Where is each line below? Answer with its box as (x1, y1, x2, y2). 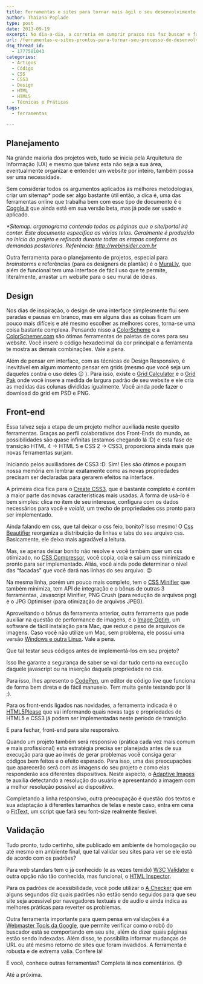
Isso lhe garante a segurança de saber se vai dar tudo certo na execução (6, 658, 188, 666)
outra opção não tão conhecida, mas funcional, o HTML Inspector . (6, 872, 171, 880)
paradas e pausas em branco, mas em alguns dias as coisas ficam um (6, 313, 181, 320)
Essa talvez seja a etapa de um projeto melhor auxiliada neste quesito (6, 423, 180, 430)
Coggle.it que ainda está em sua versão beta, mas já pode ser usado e (6, 204, 182, 212)
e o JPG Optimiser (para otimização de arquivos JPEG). (6, 598, 144, 605)
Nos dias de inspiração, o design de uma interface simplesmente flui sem (6, 307, 189, 314)
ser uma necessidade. (6, 173, 62, 181)
